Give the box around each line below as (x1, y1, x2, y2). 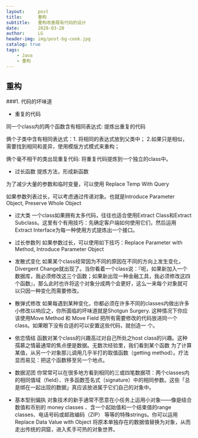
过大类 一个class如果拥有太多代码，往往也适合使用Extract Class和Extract (14, 212, 192, 219)
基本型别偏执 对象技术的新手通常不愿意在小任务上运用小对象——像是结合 (14, 396, 192, 404)
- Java (16, 52, 33, 58)
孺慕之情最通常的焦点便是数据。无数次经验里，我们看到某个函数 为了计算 (14, 342, 192, 349)
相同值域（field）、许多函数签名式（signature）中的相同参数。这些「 (19, 377, 186, 384)
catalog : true (6, 42, 41, 48)
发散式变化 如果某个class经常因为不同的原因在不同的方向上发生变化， (14, 258, 184, 265)
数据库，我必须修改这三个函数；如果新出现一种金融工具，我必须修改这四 (14, 272, 190, 280)
